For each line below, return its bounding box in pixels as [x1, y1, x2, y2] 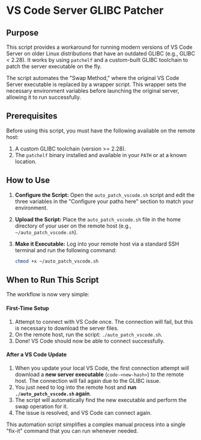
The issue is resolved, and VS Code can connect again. [14, 409, 152, 416]
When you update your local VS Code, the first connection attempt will [14, 364, 190, 371]
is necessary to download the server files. [14, 324, 119, 332]
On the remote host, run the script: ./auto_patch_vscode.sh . [14, 330, 163, 338]
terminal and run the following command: [14, 246, 117, 253]
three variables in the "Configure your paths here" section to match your [14, 197, 194, 205]
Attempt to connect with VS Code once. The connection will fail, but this [14, 318, 193, 325]
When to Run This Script [6, 274, 99, 285]
